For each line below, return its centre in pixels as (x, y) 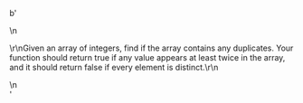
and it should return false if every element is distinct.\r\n (114, 67)
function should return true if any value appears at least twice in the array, (147, 57)
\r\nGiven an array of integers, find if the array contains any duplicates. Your (151, 48)
